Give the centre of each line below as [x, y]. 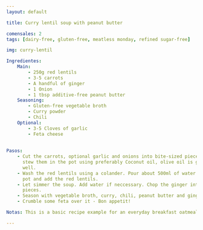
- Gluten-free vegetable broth [67, 106]
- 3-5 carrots [46, 78]
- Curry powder [47, 112]
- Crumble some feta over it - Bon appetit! [74, 202]
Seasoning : [31, 100]
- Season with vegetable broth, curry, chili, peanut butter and [101, 196]
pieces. [32, 190]
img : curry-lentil [29, 50]
